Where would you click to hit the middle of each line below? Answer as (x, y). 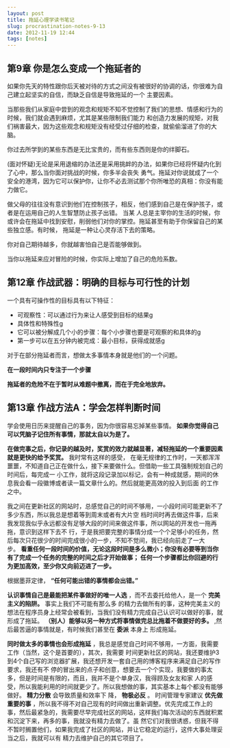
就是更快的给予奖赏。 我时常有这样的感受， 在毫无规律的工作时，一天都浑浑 (114, 457)
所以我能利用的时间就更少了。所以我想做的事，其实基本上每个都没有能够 (121, 686)
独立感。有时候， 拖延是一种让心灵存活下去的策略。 (86, 229)
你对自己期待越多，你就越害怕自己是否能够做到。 (76, 244)
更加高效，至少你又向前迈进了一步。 (64, 566)
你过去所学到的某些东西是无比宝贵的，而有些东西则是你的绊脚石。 (100, 149)
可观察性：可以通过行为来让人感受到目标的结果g (85, 315)
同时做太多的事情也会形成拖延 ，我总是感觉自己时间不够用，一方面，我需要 (113, 643)
